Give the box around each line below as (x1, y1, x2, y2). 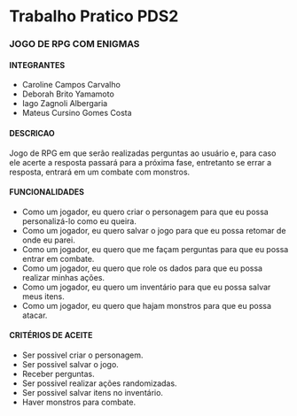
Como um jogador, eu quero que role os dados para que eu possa (21, 263, 263, 273)
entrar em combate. (21, 253, 95, 264)
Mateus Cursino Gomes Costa (21, 108, 132, 119)
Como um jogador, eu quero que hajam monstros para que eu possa (21, 300, 272, 311)
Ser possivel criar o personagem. (21, 350, 144, 360)
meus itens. (21, 290, 65, 302)
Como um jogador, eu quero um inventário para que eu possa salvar (21, 281, 271, 292)
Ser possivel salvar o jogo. (21, 358, 120, 369)
